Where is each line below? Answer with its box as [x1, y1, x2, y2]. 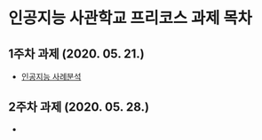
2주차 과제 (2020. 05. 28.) [8, 99, 150, 115]
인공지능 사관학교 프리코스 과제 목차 [8, 8, 252, 28]
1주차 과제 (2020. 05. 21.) [8, 46, 145, 61]
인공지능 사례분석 [20, 72, 82, 82]
